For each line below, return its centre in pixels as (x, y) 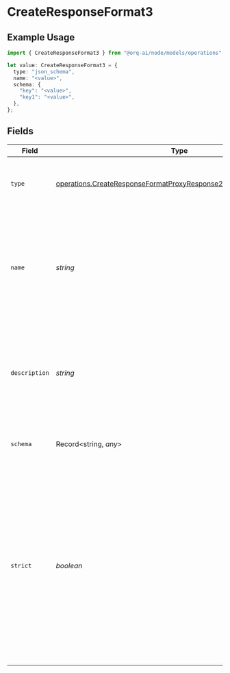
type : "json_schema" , (44, 72)
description (30, 373)
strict (21, 565)
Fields (21, 131)
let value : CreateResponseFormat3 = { (62, 65)
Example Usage (41, 37)
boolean (69, 565)
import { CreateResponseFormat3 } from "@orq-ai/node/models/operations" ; (116, 53)
